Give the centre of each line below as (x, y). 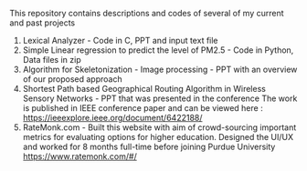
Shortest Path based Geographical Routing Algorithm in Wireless (144, 89)
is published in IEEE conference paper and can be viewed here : (143, 108)
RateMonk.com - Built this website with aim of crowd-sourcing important (159, 127)
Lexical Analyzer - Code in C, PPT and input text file (120, 40)
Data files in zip (52, 60)
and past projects (42, 23)
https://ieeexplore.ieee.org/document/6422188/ (112, 118)
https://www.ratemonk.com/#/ (79, 156)
